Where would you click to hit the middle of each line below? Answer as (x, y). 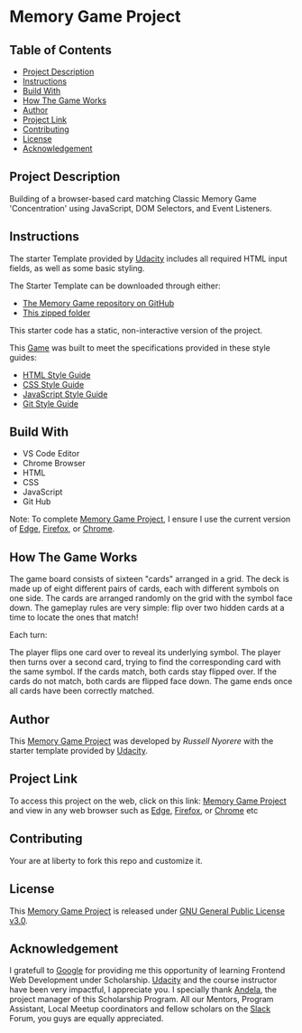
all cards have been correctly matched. (82, 691)
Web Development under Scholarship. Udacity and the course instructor (143, 980)
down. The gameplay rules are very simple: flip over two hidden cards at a (147, 608)
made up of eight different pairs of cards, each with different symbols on (144, 588)
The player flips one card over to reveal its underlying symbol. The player (145, 653)
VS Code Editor (51, 454)
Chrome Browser (54, 464)
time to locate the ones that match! (74, 617)
